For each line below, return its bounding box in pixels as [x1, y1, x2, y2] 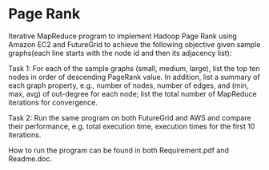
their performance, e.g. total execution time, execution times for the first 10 [8, 121, 255, 131]
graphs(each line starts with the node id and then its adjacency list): [8, 48, 232, 57]
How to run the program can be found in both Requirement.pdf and [8, 145, 230, 155]
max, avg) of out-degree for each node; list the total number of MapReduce [8, 89, 258, 98]
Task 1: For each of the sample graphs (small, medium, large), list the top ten [8, 63, 260, 73]
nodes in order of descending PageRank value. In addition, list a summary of [8, 72, 260, 81]
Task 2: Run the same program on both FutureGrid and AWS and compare [8, 113, 251, 122]
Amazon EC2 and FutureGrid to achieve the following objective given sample [8, 39, 261, 49]
